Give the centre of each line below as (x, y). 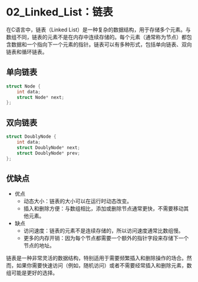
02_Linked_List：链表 (60, 12)
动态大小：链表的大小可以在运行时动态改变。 (78, 201)
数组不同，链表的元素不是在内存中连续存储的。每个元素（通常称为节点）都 (96, 37)
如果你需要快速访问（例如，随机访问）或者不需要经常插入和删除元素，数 (104, 265)
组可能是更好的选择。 (32, 273)
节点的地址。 (39, 245)
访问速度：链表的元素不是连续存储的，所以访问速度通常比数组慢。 (103, 231)
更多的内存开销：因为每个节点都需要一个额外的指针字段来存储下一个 (106, 238)
